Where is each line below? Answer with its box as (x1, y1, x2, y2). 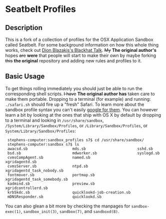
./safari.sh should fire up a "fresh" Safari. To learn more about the (5, 101, 144, 107)
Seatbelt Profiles (5, 3, 76, 15)
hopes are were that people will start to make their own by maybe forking (5, 52, 156, 58)
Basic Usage (5, 72, 45, 81)
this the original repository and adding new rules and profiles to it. (5, 58, 142, 63)
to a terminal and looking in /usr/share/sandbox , (5, 117, 104, 123)
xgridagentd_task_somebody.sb (5, 177, 68, 182)
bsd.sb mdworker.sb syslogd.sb (7, 151, 160, 156)
